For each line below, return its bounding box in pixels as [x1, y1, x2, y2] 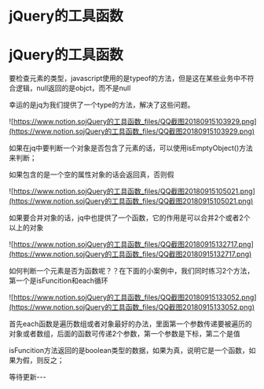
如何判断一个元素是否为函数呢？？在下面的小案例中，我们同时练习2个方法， [9, 266, 255, 276]
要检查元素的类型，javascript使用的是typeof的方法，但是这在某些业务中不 [9, 74, 248, 83]
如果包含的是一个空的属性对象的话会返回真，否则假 [9, 170, 174, 179]
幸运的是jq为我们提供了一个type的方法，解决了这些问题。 [9, 100, 195, 110]
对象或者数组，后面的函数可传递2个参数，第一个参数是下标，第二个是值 [9, 329, 240, 339]
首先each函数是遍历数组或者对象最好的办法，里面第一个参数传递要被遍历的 [9, 319, 252, 328]
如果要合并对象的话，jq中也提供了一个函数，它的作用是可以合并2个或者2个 [9, 213, 251, 222]
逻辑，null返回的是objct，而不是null [15, 83, 131, 93]
